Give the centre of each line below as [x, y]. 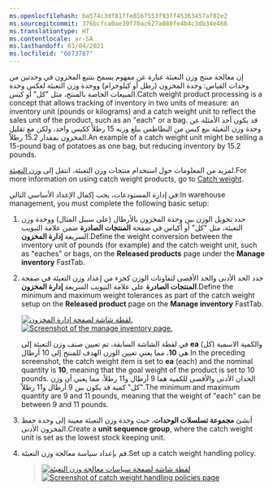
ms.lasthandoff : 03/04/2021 [57, 46]
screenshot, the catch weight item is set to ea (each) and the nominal [137, 361]
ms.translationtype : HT [50, 31]
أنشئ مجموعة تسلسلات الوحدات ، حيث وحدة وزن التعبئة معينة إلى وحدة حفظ [136, 420]
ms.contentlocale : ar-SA [51, 39]
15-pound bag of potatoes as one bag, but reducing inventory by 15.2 [125, 146]
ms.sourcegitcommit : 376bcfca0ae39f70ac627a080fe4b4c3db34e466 [119, 24]
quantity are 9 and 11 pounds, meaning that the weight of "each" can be [141, 396]
